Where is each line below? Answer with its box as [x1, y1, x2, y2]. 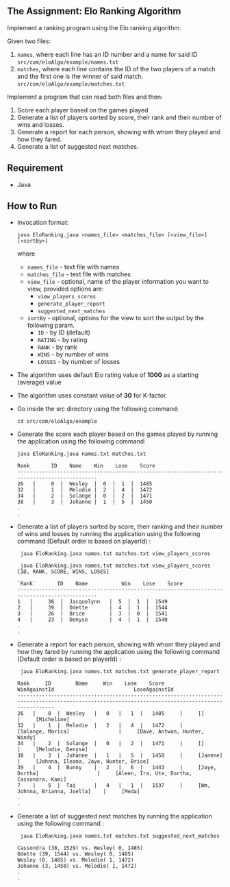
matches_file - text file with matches [27, 270, 131, 278]
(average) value [16, 378, 62, 387]
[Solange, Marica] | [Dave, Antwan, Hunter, [16, 728, 205, 736]
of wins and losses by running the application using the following [16, 530, 201, 538]
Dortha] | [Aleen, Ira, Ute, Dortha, [16, 770, 192, 777]
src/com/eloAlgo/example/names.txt [16, 58, 119, 66]
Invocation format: [16, 219, 69, 227]
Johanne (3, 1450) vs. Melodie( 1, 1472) [16, 863, 137, 870]
